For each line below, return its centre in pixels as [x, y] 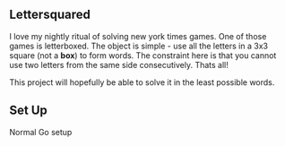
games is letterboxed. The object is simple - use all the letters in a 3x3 [139, 46]
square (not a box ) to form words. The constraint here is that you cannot [143, 55]
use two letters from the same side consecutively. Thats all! [119, 64]
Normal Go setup [41, 132]
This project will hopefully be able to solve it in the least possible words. [142, 82]
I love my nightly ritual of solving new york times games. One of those [138, 36]
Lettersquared [50, 15]
